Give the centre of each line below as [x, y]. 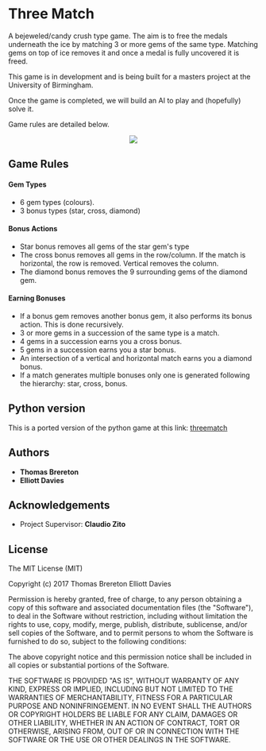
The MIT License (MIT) [46, 568]
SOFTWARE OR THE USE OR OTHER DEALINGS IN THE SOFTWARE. [120, 740]
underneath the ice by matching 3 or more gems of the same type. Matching [133, 44]
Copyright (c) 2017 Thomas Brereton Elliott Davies [90, 584]
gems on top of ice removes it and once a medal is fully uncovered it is [124, 52]
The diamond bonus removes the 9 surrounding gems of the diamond [133, 272]
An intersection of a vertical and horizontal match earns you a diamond [136, 358]
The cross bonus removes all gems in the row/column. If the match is [133, 254]
